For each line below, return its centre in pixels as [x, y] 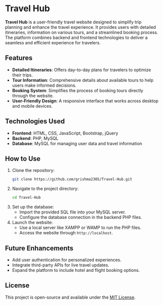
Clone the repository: [33, 171]
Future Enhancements [39, 248]
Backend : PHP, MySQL [35, 138]
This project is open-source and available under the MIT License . [70, 297]
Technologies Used [35, 122]
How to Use [23, 159]
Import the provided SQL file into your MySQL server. [72, 212]
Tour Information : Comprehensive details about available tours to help [83, 80]
